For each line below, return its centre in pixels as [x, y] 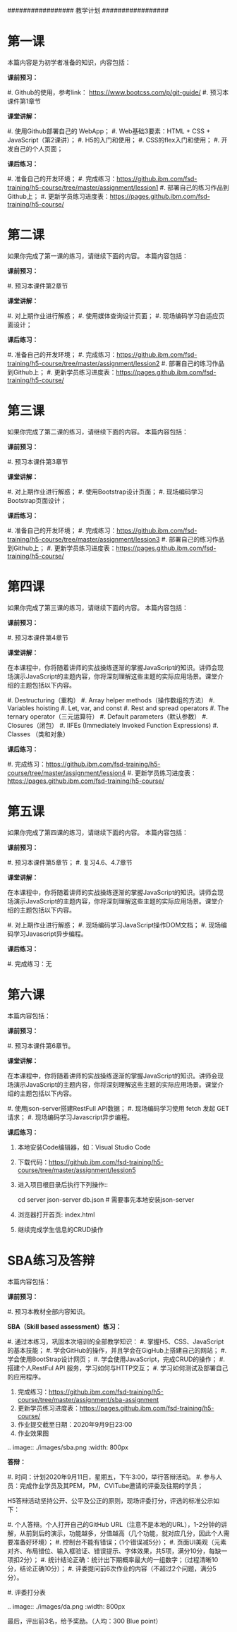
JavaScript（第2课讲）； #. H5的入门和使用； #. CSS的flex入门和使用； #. [114, 140]
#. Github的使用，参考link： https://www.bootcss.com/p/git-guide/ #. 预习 [115, 92]
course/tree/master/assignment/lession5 [77, 1170]
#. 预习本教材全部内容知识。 [48, 1311]
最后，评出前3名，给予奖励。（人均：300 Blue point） [85, 1621]
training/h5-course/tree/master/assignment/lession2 [84, 363]
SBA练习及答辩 [51, 1260]
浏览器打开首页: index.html [56, 1214]
